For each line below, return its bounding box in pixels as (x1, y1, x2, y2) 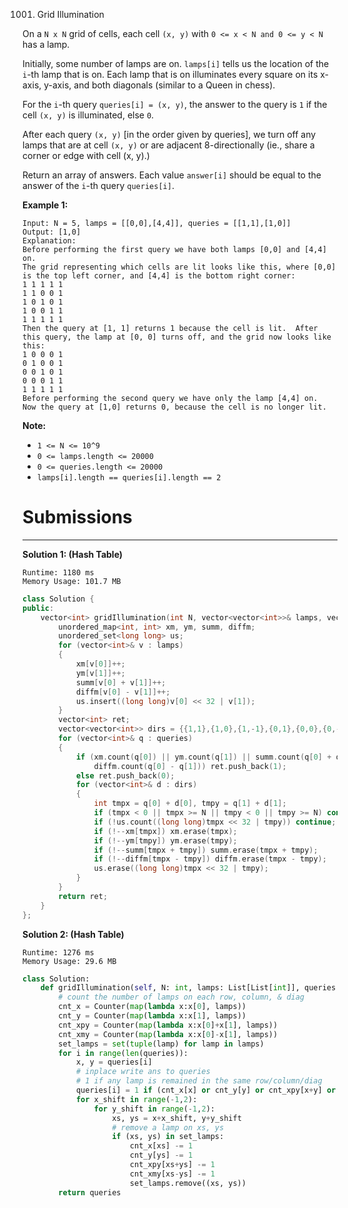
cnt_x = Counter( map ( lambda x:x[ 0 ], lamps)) (58, 1002, 247, 1012)
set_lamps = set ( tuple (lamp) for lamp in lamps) (58, 1039, 265, 1049)
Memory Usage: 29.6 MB (22, 956, 117, 966)
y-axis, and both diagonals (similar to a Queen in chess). (43, 79, 276, 91)
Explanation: (22, 236, 77, 246)
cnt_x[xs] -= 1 (129, 1141, 194, 1151)
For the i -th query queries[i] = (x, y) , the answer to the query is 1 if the (22, 99, 328, 110)
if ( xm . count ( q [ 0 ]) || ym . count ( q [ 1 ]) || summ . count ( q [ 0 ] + (75, 752, 332, 762)
